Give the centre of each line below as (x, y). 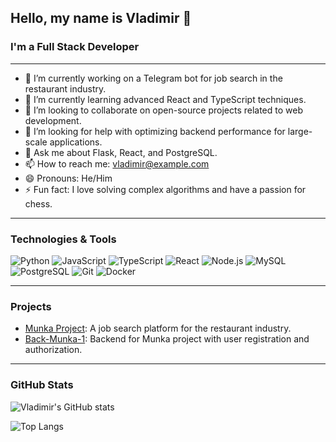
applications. (76, 142)
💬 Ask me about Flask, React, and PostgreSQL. (121, 152)
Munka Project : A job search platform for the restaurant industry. (158, 328)
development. (53, 120)
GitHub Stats (42, 385)
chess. (38, 203)
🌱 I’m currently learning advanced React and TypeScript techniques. (165, 99)
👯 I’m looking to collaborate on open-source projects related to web (163, 110)
